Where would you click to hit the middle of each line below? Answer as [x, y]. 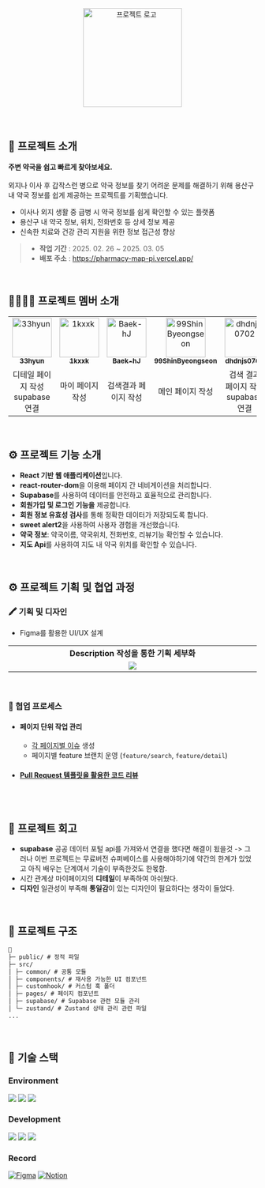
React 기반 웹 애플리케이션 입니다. [71, 475]
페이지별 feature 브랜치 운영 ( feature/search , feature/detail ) [129, 756]
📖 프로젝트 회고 [43, 828]
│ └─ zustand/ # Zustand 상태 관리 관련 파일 [78, 1009]
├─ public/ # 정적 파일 [44, 957]
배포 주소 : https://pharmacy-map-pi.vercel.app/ [116, 258]
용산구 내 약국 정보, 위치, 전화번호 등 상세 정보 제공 [97, 221]
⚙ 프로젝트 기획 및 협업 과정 [72, 587]
